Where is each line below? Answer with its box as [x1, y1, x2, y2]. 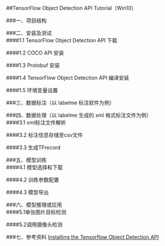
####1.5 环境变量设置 [6, 87, 59, 93]
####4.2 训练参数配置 [6, 176, 60, 183]
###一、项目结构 [6, 17, 47, 24]
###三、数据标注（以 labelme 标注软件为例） [6, 99, 115, 106]
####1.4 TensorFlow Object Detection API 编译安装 [6, 75, 130, 81]
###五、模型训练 [6, 157, 47, 163]
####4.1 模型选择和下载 [6, 164, 63, 171]
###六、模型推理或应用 [6, 201, 63, 208]
